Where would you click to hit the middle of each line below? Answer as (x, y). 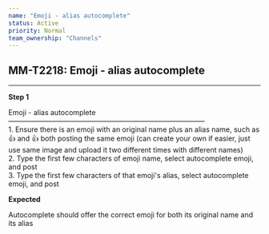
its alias (21, 224)
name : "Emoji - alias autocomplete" (69, 16)
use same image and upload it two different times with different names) (126, 150)
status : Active (34, 23)
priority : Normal (37, 30)
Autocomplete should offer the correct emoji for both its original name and (131, 215)
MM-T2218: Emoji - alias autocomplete (107, 70)
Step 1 (19, 97)
